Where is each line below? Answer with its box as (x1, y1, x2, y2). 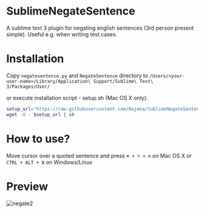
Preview (6, 180, 49, 193)
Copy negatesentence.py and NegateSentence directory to (6, 71, 149, 79)
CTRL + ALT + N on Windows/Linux (6, 159, 93, 166)
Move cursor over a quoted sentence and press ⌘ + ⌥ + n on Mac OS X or (6, 152, 192, 159)
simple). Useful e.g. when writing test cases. (6, 30, 118, 38)
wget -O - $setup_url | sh (6, 111, 75, 117)
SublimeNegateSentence (6, 4, 135, 18)
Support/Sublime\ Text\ (93, 78, 154, 84)
